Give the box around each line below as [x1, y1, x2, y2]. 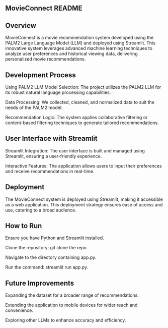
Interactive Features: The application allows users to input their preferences [5, 162, 162, 169]
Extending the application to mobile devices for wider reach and [5, 302, 138, 308]
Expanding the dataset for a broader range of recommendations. [5, 292, 139, 298]
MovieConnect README [5, 4, 82, 13]
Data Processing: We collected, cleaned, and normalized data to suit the [5, 99, 155, 105]
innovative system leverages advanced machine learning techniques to [5, 45, 152, 51]
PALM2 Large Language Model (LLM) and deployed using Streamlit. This [5, 40, 156, 46]
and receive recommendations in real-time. [5, 168, 95, 174]
